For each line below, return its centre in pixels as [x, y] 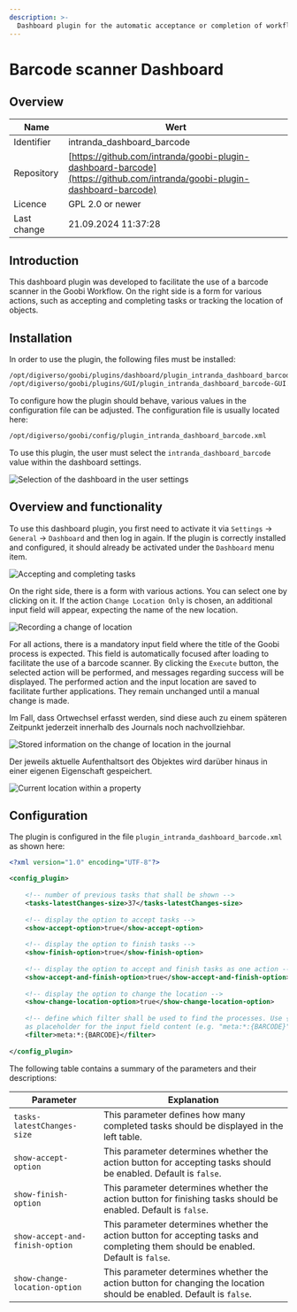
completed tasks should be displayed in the [193, 1125]
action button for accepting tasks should [187, 1162]
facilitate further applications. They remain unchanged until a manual [134, 691]
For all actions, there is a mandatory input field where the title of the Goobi [145, 644]
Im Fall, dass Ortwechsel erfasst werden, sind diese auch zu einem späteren [148, 717]
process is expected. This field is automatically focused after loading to [139, 653]
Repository [36, 173]
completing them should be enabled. [179, 1246]
